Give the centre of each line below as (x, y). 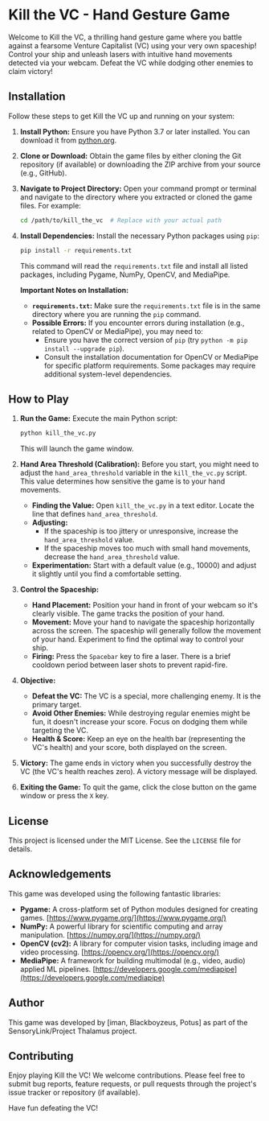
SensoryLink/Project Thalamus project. (73, 1031)
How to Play (39, 399)
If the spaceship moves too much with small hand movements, (147, 548)
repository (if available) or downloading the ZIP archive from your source (140, 164)
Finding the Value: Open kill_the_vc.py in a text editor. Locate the (143, 505)
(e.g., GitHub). (43, 173)
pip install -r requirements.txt (76, 250)
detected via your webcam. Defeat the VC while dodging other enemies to (131, 63)
